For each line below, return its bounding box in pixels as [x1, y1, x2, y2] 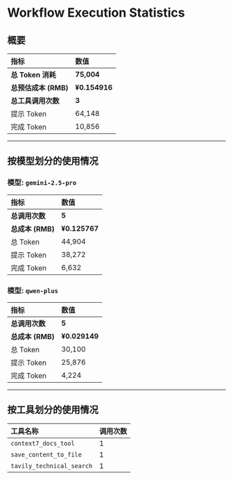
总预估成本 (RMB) [10, 83, 69, 92]
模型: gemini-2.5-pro [7, 178, 77, 188]
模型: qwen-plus [7, 285, 59, 295]
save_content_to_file [10, 450, 82, 458]
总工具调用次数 [10, 96, 60, 106]
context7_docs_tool [10, 439, 75, 447]
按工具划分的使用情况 [7, 404, 98, 416]
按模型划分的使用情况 [7, 155, 98, 167]
